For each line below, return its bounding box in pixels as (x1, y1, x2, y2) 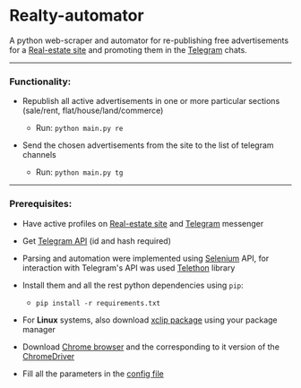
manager (21, 323, 56, 334)
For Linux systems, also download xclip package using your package (21, 315, 278, 325)
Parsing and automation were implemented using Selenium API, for (21, 253, 270, 263)
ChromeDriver (21, 350, 75, 361)
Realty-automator (9, 5, 145, 26)
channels (21, 150, 56, 160)
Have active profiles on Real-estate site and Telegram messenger (21, 218, 264, 228)
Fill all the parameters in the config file (21, 368, 164, 379)
